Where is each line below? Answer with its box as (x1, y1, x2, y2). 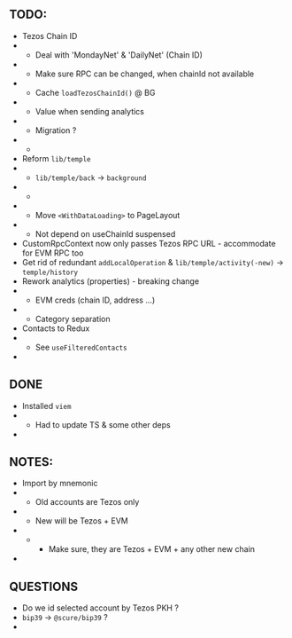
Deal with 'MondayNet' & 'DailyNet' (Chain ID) (35, 49, 204, 60)
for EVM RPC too (21, 248, 84, 258)
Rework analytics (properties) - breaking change (21, 275, 200, 287)
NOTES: (9, 454, 54, 469)
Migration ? (35, 124, 77, 136)
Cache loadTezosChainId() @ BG (35, 87, 156, 98)
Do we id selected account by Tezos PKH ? (21, 603, 180, 613)
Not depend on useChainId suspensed (35, 228, 176, 239)
